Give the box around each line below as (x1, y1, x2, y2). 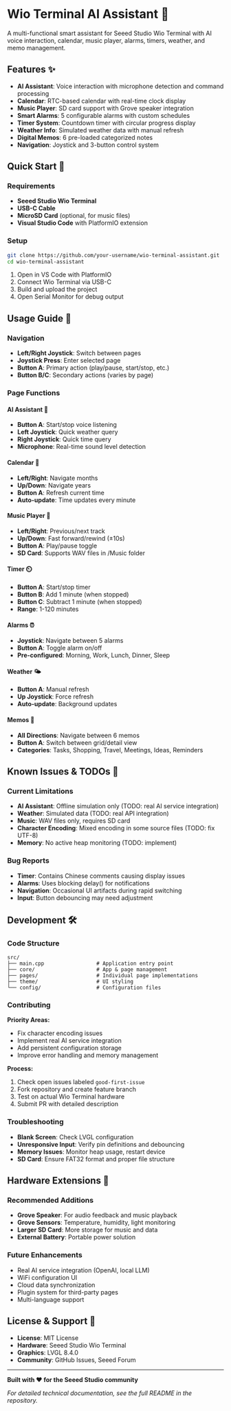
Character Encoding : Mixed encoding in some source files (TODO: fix (16, 824, 215, 832)
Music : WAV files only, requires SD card (16, 817, 131, 825)
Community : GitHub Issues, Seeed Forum (16, 1355, 136, 1364)
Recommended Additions (7, 1196, 94, 1205)
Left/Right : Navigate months (16, 474, 98, 482)
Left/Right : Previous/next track (16, 527, 105, 535)
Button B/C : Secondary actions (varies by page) (16, 371, 154, 379)
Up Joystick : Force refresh (16, 692, 94, 701)
